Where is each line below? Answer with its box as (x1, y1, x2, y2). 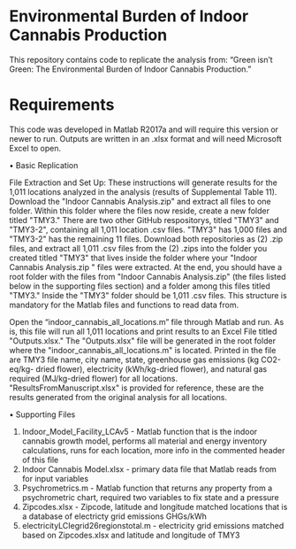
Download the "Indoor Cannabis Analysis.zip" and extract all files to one (9, 196, 271, 206)
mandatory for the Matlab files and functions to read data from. (9, 299, 239, 310)
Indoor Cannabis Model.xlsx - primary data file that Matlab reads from (21, 463, 277, 475)
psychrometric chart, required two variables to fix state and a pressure (21, 491, 280, 502)
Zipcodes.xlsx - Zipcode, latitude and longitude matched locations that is (21, 501, 288, 512)
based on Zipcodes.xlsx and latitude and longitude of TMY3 (21, 530, 240, 540)
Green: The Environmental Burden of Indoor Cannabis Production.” (9, 64, 252, 74)
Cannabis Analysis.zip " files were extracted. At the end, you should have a (9, 261, 283, 272)
